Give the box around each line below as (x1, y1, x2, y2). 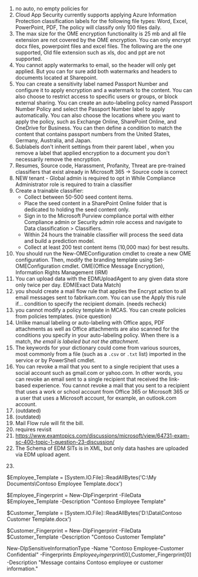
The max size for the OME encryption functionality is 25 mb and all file (15, 30, 186, 37)
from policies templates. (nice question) (15, 313, 112, 320)
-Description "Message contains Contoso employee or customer (6, 559, 164, 566)
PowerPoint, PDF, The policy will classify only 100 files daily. (15, 24, 161, 31)
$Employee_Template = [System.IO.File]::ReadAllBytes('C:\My (6, 474, 157, 481)
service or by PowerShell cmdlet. (15, 357, 96, 364)
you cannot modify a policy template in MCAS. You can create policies (15, 307, 186, 313)
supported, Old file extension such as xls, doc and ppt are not (15, 49, 166, 56)
